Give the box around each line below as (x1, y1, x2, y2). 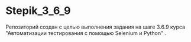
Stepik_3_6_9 (5, 4, 71, 17)
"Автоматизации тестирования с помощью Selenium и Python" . (5, 29, 167, 36)
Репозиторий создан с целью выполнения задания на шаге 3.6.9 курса (5, 23, 186, 30)
